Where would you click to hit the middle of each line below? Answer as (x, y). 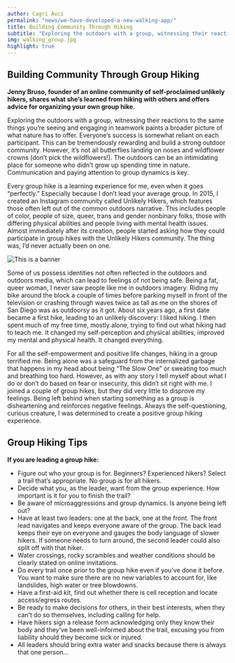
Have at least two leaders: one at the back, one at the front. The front (117, 518)
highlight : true (31, 46)
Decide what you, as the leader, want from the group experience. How (119, 488)
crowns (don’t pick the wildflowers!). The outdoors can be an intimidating (113, 157)
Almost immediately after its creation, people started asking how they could (116, 230)
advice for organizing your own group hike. (71, 107)
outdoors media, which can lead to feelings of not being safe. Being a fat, (113, 280)
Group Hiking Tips (48, 443)
